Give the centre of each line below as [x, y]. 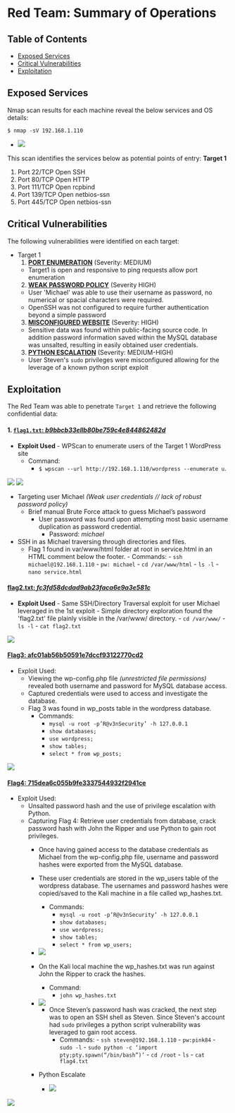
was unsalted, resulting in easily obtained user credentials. [113, 344]
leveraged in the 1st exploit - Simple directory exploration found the [115, 610]
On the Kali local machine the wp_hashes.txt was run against [127, 967]
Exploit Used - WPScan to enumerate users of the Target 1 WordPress [119, 445]
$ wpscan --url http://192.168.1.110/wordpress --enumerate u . [132, 468]
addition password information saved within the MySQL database [122, 337]
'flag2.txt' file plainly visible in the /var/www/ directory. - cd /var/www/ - [121, 618]
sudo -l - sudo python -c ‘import [108, 1047]
